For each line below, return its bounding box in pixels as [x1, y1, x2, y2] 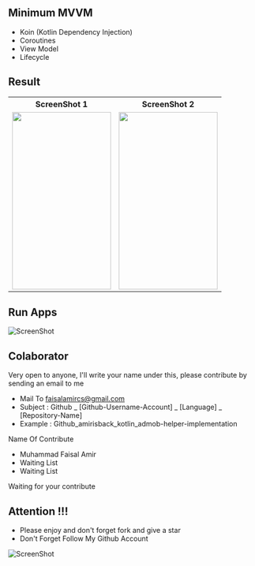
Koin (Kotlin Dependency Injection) [19, 27, 133, 36]
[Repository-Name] [19, 411, 83, 420]
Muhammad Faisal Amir [19, 449, 97, 460]
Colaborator [8, 349, 69, 363]
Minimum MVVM [8, 6, 93, 20]
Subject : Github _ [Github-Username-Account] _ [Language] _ [19, 402, 223, 412]
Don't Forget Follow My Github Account [19, 534, 148, 543]
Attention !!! [8, 505, 69, 518]
